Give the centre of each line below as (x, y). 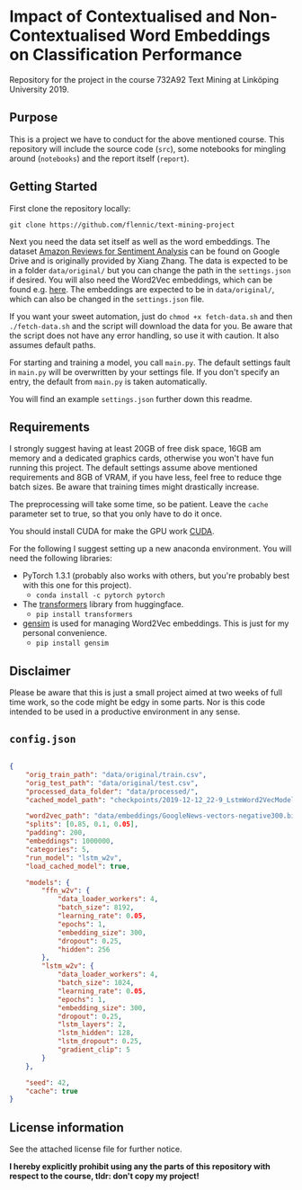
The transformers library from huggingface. (103, 604)
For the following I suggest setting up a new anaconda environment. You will (151, 549)
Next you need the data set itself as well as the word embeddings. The (140, 241)
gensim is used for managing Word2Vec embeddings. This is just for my (155, 623)
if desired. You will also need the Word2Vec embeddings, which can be (141, 280)
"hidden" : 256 (84, 949)
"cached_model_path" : (66, 800)
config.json (43, 739)
